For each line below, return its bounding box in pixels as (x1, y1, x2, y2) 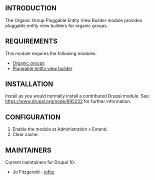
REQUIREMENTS (5, 37, 57, 45)
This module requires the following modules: (5, 50, 97, 56)
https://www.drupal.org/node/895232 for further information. (5, 98, 131, 104)
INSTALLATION (5, 80, 53, 88)
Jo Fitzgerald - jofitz (12, 169, 54, 175)
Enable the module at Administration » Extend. (12, 126, 108, 132)
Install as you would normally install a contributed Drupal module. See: (5, 93, 150, 99)
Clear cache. (12, 131, 39, 137)
